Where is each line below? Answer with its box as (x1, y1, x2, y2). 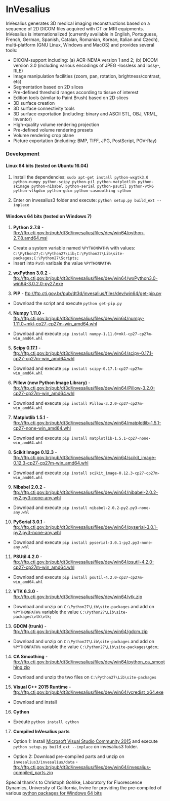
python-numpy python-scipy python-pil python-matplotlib (13, 180, 136, 185)
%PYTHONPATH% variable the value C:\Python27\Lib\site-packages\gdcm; (13, 644, 159, 650)
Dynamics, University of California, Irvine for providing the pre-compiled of (6, 785, 162, 791)
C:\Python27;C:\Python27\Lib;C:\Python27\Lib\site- (13, 251, 124, 257)
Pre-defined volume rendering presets (13, 127, 93, 133)
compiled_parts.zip (13, 770, 54, 776)
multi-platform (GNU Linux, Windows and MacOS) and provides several (6, 41, 155, 48)
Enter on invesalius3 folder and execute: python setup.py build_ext (13, 197, 155, 203)
